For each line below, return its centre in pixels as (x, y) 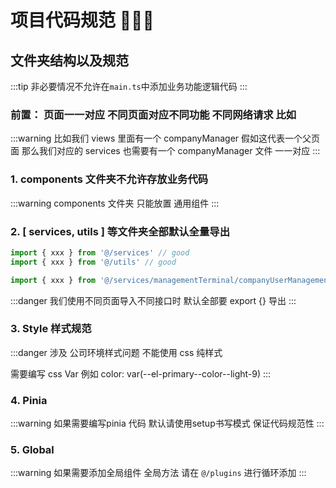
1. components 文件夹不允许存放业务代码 (109, 179)
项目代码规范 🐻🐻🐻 (82, 20)
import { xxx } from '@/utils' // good (93, 262)
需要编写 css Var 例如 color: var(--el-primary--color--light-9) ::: (141, 373)
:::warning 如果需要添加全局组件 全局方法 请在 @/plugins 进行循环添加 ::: (158, 473)
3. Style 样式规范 (51, 329)
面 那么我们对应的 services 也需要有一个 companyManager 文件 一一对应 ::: (165, 151)
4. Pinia (29, 400)
